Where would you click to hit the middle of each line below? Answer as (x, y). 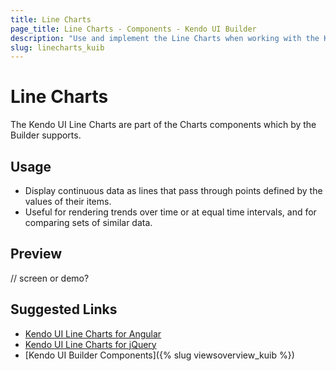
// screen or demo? (50, 278)
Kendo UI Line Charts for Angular (93, 333)
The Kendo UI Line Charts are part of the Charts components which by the (163, 125)
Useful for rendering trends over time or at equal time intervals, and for (170, 212)
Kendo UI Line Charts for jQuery (90, 344)
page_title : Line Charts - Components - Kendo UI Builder (133, 29)
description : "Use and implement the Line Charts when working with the (165, 38)
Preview (36, 254)
